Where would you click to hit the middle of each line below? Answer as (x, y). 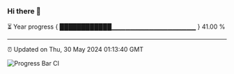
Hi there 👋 (24, 11)
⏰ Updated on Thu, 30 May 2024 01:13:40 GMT (76, 50)
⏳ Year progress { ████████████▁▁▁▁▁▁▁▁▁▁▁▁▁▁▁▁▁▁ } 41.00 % (116, 27)
